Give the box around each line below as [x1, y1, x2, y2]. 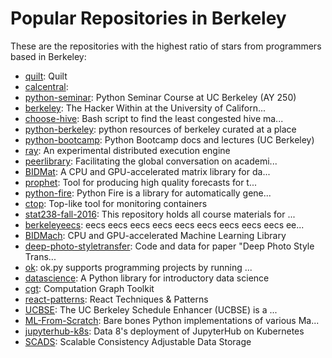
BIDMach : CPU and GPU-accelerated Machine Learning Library [24, 229, 287, 241]
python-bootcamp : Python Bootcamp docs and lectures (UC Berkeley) [24, 133, 315, 146]
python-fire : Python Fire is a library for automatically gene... [24, 187, 272, 199]
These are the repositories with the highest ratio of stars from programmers [10, 40, 322, 52]
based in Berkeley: [10, 50, 87, 62]
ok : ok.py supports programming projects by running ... [24, 261, 253, 273]
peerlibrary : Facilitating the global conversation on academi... [24, 155, 278, 167]
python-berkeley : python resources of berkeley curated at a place [24, 123, 297, 135]
